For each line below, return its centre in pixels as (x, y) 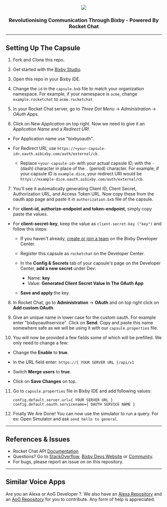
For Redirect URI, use (34, 148)
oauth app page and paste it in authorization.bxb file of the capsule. (83, 199)
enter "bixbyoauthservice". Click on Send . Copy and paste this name (83, 323)
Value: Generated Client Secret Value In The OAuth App (85, 284)
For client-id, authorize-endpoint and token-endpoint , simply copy (82, 209)
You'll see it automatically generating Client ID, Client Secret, (75, 189)
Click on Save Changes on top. (45, 381)
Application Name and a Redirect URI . (52, 129)
